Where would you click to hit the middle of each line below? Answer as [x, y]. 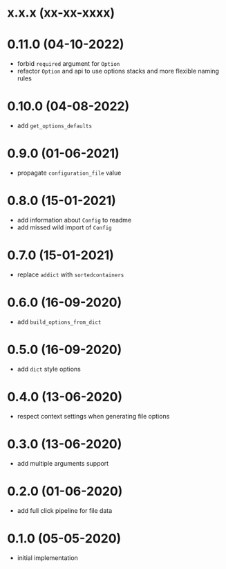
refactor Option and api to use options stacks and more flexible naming [118, 71]
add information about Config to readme [74, 220]
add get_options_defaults [54, 125]
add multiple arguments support [63, 463]
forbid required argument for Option [68, 64]
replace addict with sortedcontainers [70, 274]
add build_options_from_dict [59, 322]
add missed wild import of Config [64, 227]
